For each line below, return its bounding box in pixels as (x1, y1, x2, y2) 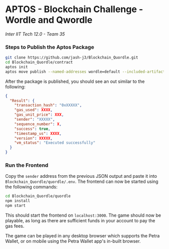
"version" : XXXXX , (14, 135, 53, 141)
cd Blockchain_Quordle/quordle (5, 193, 71, 199)
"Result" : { (10, 98, 35, 103)
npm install (5, 198, 30, 204)
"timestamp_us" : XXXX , (14, 131, 62, 136)
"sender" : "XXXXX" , (14, 117, 55, 122)
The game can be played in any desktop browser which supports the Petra (5, 233, 160, 239)
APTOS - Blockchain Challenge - (5, 4, 143, 15)
